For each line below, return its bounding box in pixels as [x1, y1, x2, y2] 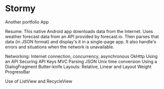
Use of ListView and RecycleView [5, 78, 72, 84]
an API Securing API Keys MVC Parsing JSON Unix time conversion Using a [5, 58, 158, 64]
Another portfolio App [5, 19, 49, 25]
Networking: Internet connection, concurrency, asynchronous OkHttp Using [5, 53, 158, 59]
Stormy [5, 3, 36, 14]
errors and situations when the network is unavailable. [5, 44, 115, 50]
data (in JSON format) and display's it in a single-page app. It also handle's [5, 38, 157, 44]
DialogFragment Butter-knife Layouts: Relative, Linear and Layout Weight [5, 64, 152, 70]
